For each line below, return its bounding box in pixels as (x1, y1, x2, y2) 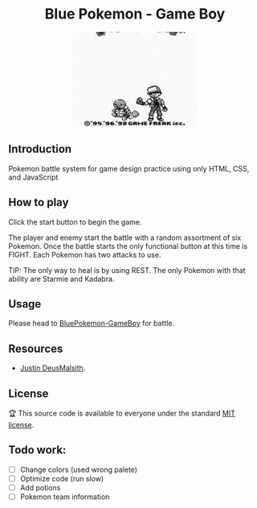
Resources (8, 341, 63, 355)
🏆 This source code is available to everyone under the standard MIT (8, 408, 235, 418)
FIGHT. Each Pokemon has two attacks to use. (8, 250, 161, 259)
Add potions (19, 482, 61, 492)
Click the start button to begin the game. (8, 217, 142, 226)
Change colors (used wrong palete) (19, 465, 138, 474)
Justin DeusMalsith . (19, 363, 86, 373)
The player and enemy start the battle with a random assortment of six (8, 233, 242, 242)
